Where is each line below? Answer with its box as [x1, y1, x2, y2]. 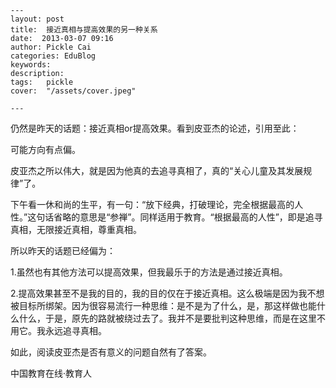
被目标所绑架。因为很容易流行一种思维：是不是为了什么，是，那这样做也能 [10, 300, 317, 311]
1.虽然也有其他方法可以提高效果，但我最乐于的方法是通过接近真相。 [10, 266, 288, 278]
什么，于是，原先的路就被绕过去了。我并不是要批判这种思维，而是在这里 [18, 312, 317, 324]
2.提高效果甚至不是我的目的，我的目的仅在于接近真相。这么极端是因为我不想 [10, 287, 325, 299]
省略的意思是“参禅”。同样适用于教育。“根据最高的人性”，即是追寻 [53, 211, 323, 223]
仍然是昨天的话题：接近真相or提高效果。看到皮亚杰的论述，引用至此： [10, 122, 300, 134]
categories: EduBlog [10, 51, 97, 61]
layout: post [10, 14, 65, 24]
